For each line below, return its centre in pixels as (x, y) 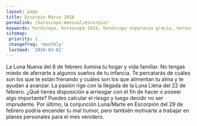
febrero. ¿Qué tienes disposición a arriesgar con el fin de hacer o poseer (94, 91)
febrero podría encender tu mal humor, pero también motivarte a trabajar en (98, 110)
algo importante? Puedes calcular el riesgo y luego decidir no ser (85, 98)
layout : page (22, 11)
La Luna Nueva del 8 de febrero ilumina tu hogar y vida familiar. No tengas (96, 67)
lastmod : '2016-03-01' (36, 50)
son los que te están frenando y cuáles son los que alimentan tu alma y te (95, 79)
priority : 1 (23, 39)
